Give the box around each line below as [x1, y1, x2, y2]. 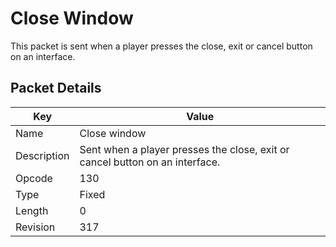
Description [15, 148, 70, 162]
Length [15, 203, 49, 217]
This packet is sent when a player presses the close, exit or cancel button [10, 40, 313, 52]
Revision [15, 220, 56, 234]
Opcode [15, 171, 53, 185]
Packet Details [10, 80, 102, 97]
